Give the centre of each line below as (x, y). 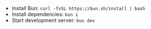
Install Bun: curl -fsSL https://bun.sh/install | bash (78, 8)
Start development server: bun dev (53, 20)
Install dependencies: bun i (45, 14)
